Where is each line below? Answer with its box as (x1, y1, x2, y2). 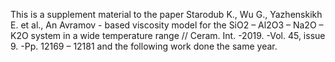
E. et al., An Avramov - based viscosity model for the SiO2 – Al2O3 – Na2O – (10, 19, 324, 31)
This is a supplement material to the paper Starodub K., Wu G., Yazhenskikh (10, 9, 323, 20)
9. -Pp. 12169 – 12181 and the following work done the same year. (10, 40, 278, 52)
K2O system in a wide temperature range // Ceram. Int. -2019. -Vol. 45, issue (10, 30, 326, 41)
